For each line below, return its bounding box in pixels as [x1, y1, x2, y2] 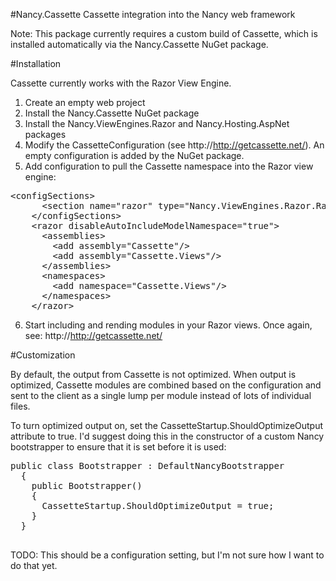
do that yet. [10, 560, 58, 571]
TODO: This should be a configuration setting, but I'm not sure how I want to [10, 549, 325, 561]
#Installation [10, 58, 62, 69]
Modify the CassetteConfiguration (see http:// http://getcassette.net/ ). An [24, 139, 325, 151]
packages [24, 129, 67, 140]
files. [10, 400, 31, 412]
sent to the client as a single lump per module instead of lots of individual [10, 390, 312, 401]
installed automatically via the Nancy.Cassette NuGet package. [10, 39, 269, 50]
